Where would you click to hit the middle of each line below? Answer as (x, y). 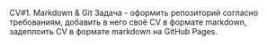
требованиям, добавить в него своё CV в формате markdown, (128, 22)
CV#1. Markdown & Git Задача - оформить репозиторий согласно (134, 13)
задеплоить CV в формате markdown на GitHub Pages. (114, 31)
